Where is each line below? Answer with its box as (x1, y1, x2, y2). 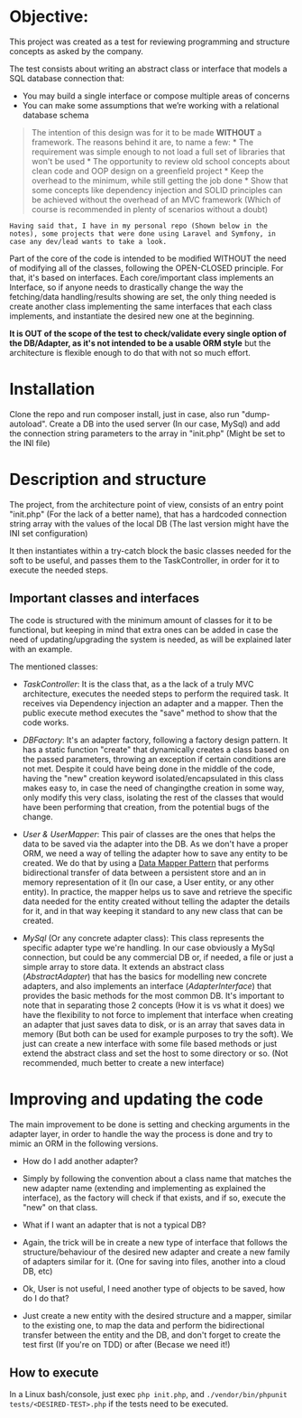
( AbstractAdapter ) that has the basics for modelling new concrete (22, 971, 268, 982)
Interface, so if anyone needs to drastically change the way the (9, 282, 243, 293)
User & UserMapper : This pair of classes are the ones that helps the (22, 828, 276, 839)
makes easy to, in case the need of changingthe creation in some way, (22, 782, 285, 793)
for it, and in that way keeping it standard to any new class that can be (22, 905, 284, 916)
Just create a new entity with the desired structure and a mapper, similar (22, 1310, 292, 1320)
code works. (22, 716, 69, 728)
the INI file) (9, 437, 51, 448)
